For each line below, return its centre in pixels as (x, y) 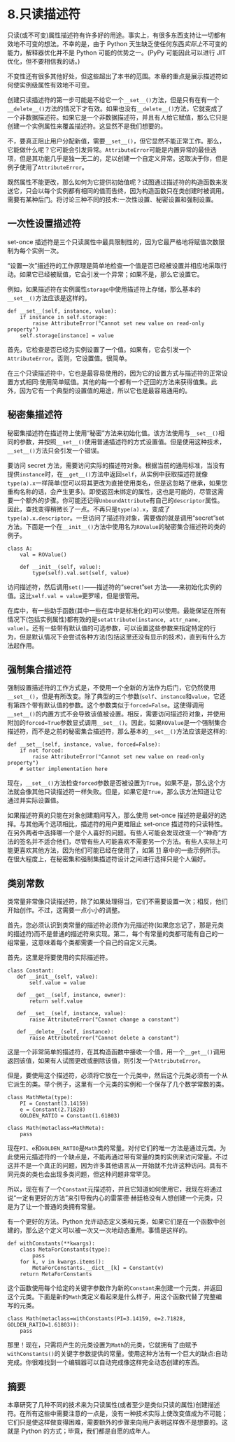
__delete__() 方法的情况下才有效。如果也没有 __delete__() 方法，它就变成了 (115, 108)
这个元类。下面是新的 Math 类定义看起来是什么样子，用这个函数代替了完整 (112, 1297)
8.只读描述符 (44, 14)
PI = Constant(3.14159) (55, 1104)
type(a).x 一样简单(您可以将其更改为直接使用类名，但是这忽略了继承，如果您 (117, 483)
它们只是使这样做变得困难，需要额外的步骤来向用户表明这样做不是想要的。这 (117, 1422)
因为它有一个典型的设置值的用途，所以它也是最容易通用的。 (105, 390)
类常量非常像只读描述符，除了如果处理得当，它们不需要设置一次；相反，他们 (117, 902)
